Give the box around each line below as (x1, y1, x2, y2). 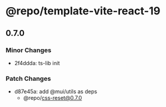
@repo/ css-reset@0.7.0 (23, 94, 82, 102)
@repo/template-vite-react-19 (5, 4, 161, 18)
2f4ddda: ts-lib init (14, 59, 61, 66)
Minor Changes (5, 46, 52, 54)
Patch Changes (5, 74, 52, 82)
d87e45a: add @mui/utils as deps (14, 88, 97, 95)
